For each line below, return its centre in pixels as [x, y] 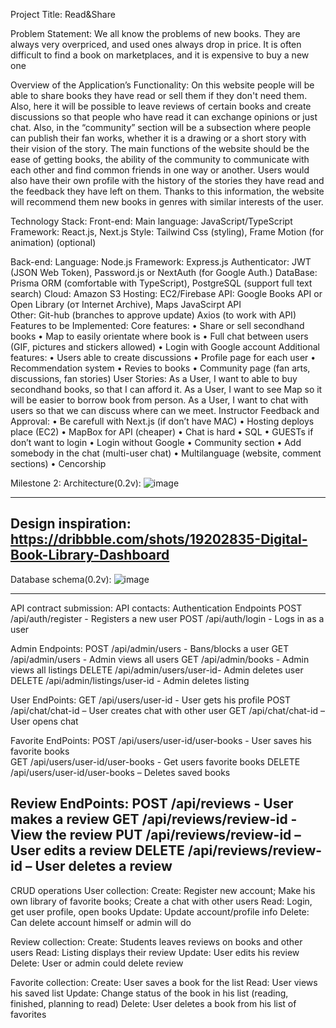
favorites [28, 1014]
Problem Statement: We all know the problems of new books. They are [155, 33]
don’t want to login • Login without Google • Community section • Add [156, 442]
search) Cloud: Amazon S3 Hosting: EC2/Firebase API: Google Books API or [166, 293]
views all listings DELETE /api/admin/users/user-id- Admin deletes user [157, 670]
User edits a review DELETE [97, 850]
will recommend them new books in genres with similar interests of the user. [167, 202]
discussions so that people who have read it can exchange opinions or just [164, 117]
